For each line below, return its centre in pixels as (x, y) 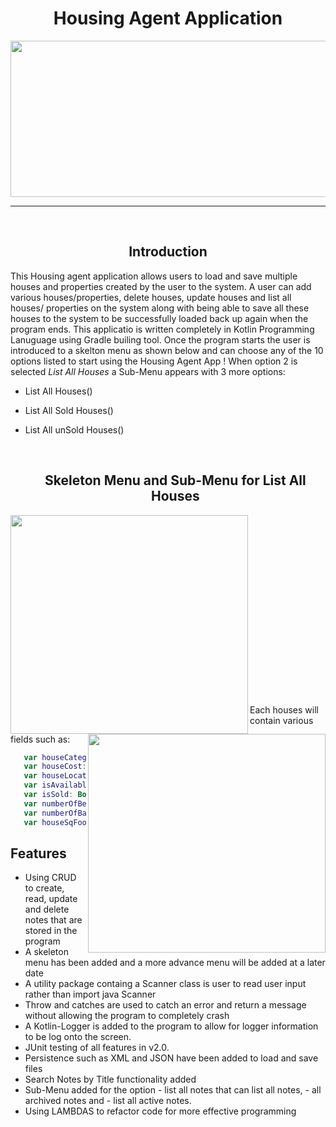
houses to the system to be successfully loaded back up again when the (159, 318)
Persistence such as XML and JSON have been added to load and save (171, 1058)
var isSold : (48, 795)
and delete (47, 909)
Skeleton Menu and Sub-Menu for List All (175, 480)
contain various (281, 720)
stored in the (51, 931)
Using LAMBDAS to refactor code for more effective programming (160, 1111)
